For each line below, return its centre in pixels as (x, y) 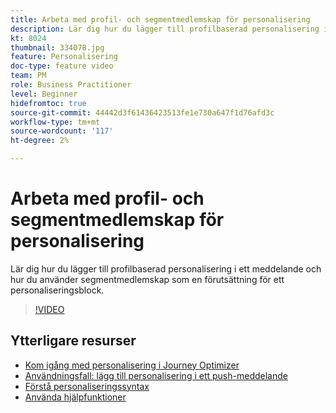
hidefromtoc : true (48, 103)
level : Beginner (44, 94)
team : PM (28, 76)
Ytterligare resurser (73, 341)
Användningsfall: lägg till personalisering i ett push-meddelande (156, 375)
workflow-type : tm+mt (55, 122)
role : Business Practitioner (71, 85)
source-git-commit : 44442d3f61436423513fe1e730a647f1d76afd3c (142, 112)
